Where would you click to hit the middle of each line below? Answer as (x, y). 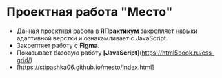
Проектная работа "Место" (90, 12)
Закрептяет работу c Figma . (58, 45)
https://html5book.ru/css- (178, 53)
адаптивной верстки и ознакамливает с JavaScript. (92, 38)
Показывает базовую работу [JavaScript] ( (79, 53)
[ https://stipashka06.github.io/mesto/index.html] (85, 67)
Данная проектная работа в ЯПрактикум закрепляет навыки (107, 31)
